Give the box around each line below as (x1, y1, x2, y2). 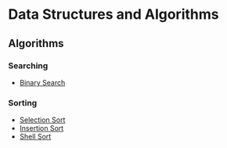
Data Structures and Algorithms (8, 5, 219, 23)
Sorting (8, 97, 38, 108)
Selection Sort (19, 115, 66, 125)
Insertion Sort (19, 124, 64, 133)
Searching (8, 60, 49, 71)
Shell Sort (19, 132, 52, 142)
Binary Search (19, 78, 66, 87)
